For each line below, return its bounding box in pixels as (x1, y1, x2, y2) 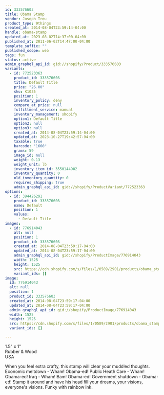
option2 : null (14, 121, 42, 126)
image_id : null (14, 153, 45, 158)
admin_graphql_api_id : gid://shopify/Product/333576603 (5, 62, 121, 67)
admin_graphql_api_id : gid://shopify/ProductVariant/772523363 (14, 185, 145, 189)
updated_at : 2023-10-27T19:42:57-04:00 (14, 135, 95, 139)
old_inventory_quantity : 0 (14, 176, 69, 181)
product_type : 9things (5, 21, 51, 26)
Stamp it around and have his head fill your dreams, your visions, (12, 379, 143, 385)
